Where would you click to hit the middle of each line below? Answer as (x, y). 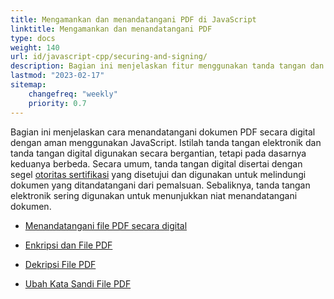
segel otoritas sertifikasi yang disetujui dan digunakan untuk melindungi (158, 174)
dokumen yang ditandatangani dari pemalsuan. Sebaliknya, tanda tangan (160, 185)
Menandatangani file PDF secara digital (106, 225)
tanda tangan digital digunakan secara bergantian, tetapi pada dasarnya (158, 153)
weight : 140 (35, 47)
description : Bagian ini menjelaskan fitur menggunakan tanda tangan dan (167, 66)
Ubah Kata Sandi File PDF (78, 283)
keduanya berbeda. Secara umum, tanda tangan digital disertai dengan (156, 163)
